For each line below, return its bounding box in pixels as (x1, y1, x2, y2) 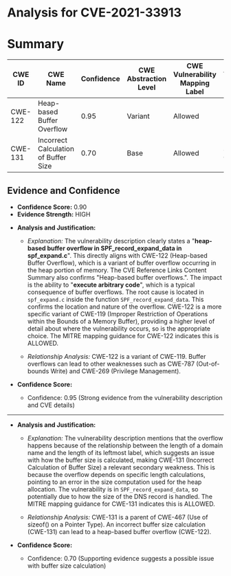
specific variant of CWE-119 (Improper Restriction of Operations (27, 309, 208, 318)
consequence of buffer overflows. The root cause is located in (27, 287, 205, 296)
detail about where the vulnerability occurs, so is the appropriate (27, 324, 211, 333)
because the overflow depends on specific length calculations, (27, 470, 206, 478)
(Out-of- (195, 359, 220, 368)
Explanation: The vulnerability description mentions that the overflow (27, 434, 223, 442)
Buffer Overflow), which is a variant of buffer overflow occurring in (27, 258, 217, 267)
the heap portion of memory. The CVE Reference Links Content (27, 266, 207, 274)
